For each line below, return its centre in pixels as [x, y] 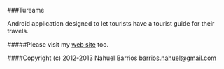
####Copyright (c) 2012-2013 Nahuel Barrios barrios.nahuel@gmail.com [112, 58]
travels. [18, 31]
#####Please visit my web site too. [58, 44]
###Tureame [26, 10]
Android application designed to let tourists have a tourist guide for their [111, 23]
